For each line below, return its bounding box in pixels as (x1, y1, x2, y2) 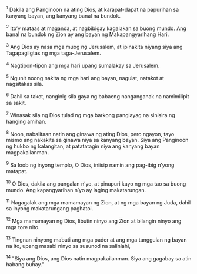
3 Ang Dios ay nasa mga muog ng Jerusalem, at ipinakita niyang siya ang (6, 42, 183, 50)
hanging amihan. (6, 118, 47, 125)
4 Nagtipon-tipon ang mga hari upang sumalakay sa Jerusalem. (6, 61, 160, 69)
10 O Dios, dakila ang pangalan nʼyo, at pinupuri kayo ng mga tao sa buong (6, 179, 186, 187)
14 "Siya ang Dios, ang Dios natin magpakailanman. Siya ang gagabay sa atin (6, 253, 192, 262)
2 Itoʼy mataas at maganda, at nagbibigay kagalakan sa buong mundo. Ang (6, 24, 187, 32)
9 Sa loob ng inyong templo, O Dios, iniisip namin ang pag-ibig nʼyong (6, 160, 175, 169)
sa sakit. (6, 99, 26, 106)
